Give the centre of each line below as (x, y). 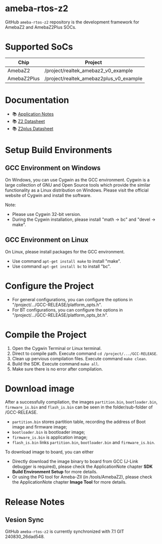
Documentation (37, 100)
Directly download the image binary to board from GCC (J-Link (75, 462)
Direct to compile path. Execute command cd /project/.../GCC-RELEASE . (85, 353)
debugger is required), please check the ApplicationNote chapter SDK (82, 466)
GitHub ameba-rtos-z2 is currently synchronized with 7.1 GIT (65, 531)
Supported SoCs (39, 47)
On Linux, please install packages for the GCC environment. (65, 252)
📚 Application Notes (33, 114)
